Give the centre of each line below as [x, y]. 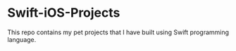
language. [22, 39]
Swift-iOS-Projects [64, 13]
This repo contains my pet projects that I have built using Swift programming [118, 32]
